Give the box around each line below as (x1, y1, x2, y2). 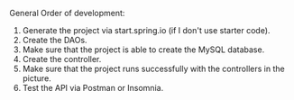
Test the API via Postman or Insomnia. (22, 83, 164, 93)
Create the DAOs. (22, 35, 87, 45)
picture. (22, 73, 51, 84)
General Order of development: (9, 8, 125, 18)
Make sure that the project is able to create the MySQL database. (22, 44, 265, 55)
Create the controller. (22, 54, 102, 64)
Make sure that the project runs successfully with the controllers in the (22, 63, 286, 74)
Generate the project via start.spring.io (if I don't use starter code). (22, 25, 271, 35)
